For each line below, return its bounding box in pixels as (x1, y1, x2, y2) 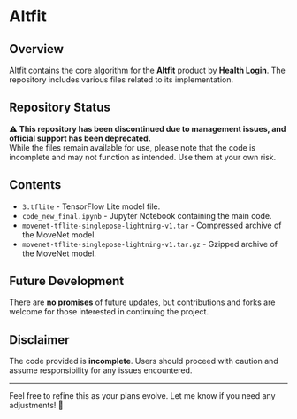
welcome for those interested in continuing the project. (9, 306, 209, 317)
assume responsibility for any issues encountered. (9, 365, 193, 376)
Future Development (9, 274, 125, 289)
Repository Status (9, 100, 110, 115)
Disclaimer (9, 332, 70, 347)
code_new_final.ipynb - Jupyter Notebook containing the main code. (21, 210, 272, 221)
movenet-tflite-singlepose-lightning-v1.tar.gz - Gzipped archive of (21, 238, 278, 249)
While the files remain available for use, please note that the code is (9, 142, 256, 152)
